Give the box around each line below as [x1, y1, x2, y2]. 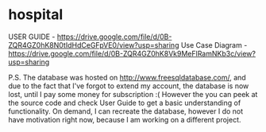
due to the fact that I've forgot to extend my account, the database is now [8, 81, 249, 91]
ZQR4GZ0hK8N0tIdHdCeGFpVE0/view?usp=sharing [8, 40, 179, 49]
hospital [8, 6, 64, 24]
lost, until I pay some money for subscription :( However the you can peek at [8, 89, 258, 99]
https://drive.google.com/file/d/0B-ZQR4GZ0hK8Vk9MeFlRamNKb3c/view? [8, 49, 256, 58]
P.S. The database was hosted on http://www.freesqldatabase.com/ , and [8, 72, 246, 82]
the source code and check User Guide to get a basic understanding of [8, 98, 241, 107]
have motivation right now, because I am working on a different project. [8, 115, 241, 124]
